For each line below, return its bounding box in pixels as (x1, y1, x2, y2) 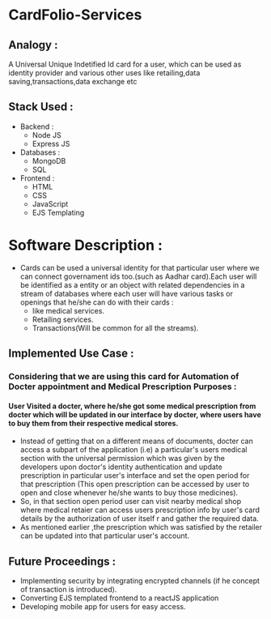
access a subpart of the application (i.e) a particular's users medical (19, 445, 248, 455)
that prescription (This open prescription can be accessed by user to (19, 480, 250, 489)
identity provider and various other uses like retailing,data (8, 68, 201, 78)
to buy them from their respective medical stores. (8, 418, 179, 428)
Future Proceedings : (8, 554, 116, 568)
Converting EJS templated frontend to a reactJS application (19, 593, 219, 603)
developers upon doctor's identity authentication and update (19, 462, 222, 472)
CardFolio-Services (8, 6, 142, 24)
